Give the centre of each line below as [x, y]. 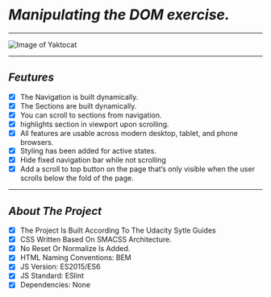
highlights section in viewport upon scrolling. [94, 124]
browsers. [37, 142]
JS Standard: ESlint [52, 276]
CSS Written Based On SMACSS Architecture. [96, 240]
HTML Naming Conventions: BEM [75, 258]
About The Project [55, 211]
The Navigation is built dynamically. [79, 97]
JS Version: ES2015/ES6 [60, 266]
